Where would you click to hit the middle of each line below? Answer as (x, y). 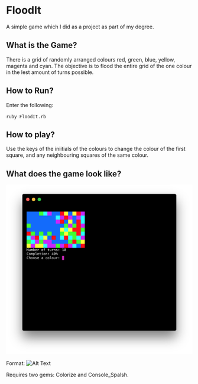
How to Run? (30, 91)
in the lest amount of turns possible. (50, 72)
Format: (16, 363)
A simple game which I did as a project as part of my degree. (80, 27)
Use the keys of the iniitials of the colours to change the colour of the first (96, 149)
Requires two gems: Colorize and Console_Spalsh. (67, 375)
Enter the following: (30, 105)
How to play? (30, 135)
